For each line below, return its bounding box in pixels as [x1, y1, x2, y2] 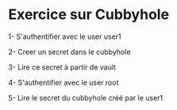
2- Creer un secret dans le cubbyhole [8, 47, 131, 56]
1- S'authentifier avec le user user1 [8, 32, 121, 41]
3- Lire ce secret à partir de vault [8, 62, 117, 72]
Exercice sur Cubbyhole [8, 6, 169, 24]
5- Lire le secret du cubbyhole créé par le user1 [8, 93, 164, 102]
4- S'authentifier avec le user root [8, 78, 119, 87]
